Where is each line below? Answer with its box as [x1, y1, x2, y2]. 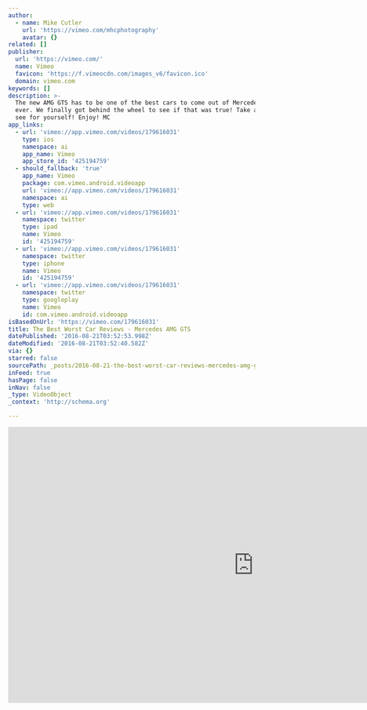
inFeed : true [8, 369, 51, 377]
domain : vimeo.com [15, 77, 76, 85]
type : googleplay [22, 296, 79, 304]
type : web [22, 201, 55, 209]
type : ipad [22, 223, 58, 231]
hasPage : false [8, 376, 58, 384]
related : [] [8, 41, 47, 49]
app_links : [8, 121, 44, 129]
